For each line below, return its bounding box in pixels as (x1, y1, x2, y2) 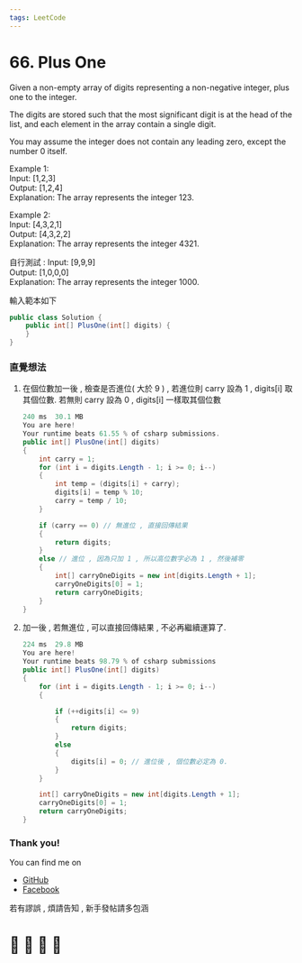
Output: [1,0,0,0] (9, 267, 69, 278)
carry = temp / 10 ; (55, 497, 128, 506)
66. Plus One (9, 51, 106, 72)
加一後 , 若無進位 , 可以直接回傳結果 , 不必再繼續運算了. (22, 622, 226, 633)
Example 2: (9, 209, 51, 220)
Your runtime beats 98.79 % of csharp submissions (22, 657, 217, 666)
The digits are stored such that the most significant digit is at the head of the (9, 109, 293, 120)
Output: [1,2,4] (9, 182, 63, 193)
